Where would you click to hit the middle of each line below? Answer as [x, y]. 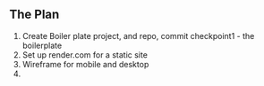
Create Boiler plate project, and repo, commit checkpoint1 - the [138, 35]
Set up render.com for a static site [85, 55]
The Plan [34, 15]
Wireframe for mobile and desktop [85, 64]
